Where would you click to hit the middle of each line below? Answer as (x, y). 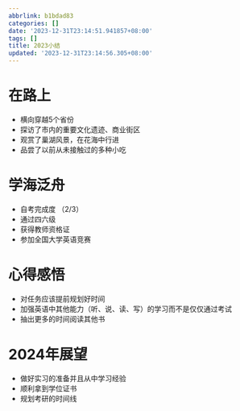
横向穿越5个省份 (47, 119)
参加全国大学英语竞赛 (55, 239)
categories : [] (34, 23)
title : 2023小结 (34, 46)
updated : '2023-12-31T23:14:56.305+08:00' (81, 53)
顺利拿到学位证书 (48, 388)
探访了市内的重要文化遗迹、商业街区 (80, 129)
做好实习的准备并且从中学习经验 (73, 378)
